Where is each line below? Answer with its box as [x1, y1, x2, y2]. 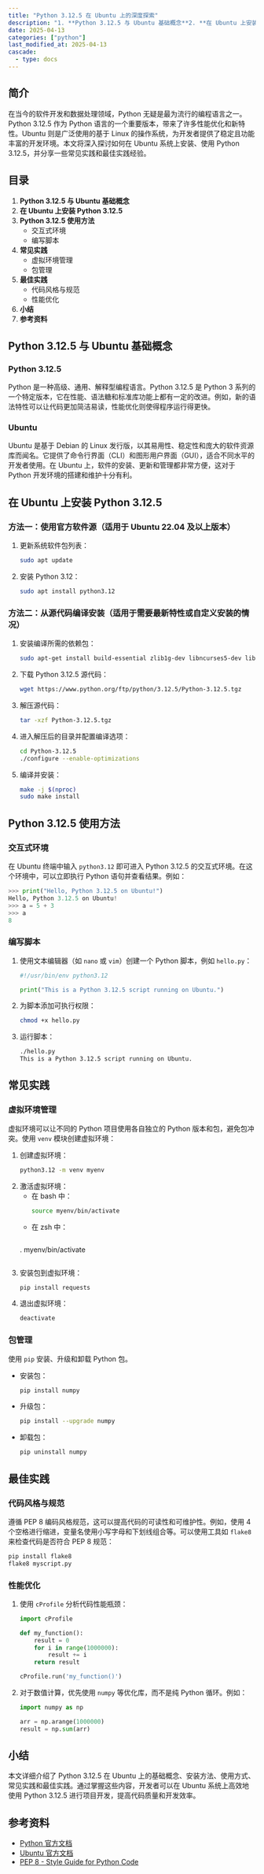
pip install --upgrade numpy [19, 1417, 115, 1425]
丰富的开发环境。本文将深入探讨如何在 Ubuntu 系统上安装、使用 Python [8, 139, 240, 148]
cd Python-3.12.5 [19, 747, 77, 755]
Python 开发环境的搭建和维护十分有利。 [8, 470, 137, 480]
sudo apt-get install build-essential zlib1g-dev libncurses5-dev [19, 654, 242, 662]
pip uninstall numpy [19, 1448, 87, 1457]
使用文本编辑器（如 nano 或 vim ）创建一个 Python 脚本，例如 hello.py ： [19, 956, 252, 965]
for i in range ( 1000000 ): [34, 1643, 119, 1652]
